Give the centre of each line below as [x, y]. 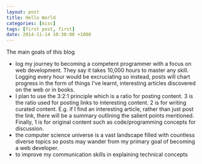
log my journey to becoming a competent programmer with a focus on [103, 64]
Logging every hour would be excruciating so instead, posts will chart [103, 77]
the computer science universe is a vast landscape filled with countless [105, 135]
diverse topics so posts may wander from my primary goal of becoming [105, 141]
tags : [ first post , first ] [41, 29]
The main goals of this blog [41, 52]
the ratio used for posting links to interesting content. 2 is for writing [101, 103]
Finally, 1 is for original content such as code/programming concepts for [106, 122]
